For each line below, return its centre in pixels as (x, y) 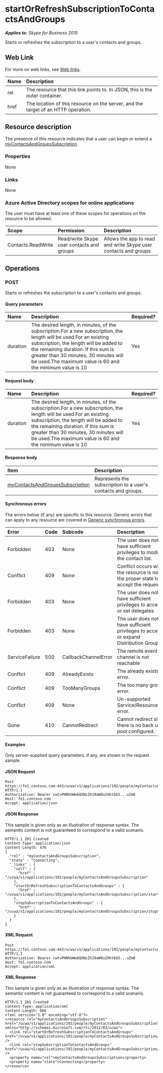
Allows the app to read (129, 239)
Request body (19, 380)
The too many (133, 685)
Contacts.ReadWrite (30, 245)
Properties (18, 156)
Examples (15, 744)
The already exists (138, 671)
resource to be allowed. (29, 219)
